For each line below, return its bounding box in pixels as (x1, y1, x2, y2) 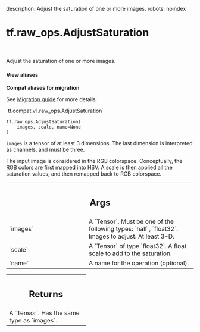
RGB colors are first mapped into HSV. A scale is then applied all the (6, 164, 173, 171)
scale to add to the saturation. (89, 249, 172, 258)
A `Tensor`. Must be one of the (89, 217, 174, 225)
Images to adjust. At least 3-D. (89, 232, 174, 240)
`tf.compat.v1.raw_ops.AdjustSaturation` (6, 107, 104, 115)
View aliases (6, 71, 39, 78)
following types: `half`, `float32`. (89, 224, 179, 233)
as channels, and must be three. (6, 146, 85, 154)
